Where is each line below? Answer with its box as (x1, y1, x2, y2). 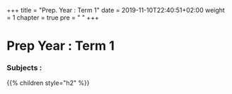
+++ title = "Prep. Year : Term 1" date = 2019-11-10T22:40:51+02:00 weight (6, 6, 226, 14)
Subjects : (6, 63, 42, 73)
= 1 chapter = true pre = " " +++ (6, 13, 100, 22)
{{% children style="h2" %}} (6, 79, 90, 87)
